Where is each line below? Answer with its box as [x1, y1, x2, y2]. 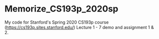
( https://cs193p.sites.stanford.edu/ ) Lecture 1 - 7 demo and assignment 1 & [4, 24, 154, 30]
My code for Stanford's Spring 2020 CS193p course [4, 19, 109, 25]
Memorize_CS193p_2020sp [4, 3, 119, 14]
